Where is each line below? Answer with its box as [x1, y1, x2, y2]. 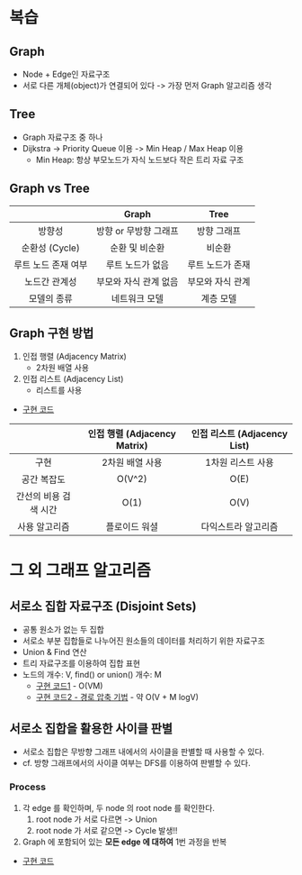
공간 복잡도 [21, 473, 66, 486]
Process [9, 780, 47, 793]
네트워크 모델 [111, 292, 164, 305]
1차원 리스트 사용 [205, 456, 274, 469]
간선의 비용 [16, 490, 60, 503]
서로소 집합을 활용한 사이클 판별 [9, 721, 173, 736]
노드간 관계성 [24, 275, 77, 287]
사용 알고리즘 [17, 521, 70, 533]
